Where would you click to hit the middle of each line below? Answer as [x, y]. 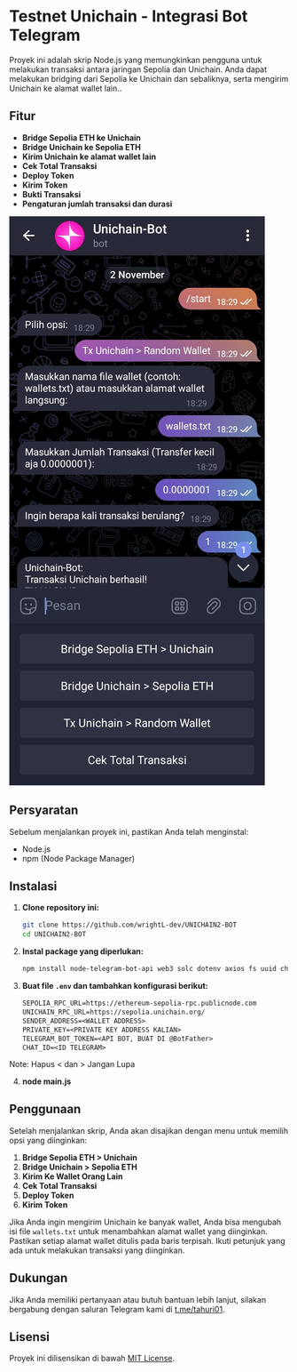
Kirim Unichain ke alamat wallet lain [89, 156]
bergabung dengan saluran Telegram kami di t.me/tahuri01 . [117, 1309]
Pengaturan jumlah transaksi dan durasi [97, 204]
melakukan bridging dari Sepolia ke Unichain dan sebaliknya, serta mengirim [149, 78]
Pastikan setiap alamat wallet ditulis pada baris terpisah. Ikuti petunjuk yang [147, 1240]
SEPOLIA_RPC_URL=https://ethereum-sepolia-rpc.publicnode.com [139, 1003]
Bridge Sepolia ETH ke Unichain [82, 137]
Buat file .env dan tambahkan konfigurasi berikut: [115, 986]
